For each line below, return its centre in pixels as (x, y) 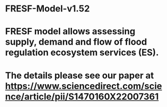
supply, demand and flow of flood (76, 42)
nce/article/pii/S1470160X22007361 (82, 96)
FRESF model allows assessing (70, 32)
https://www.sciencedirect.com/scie (83, 86)
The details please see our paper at (80, 75)
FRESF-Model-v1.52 (48, 9)
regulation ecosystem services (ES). (82, 53)
